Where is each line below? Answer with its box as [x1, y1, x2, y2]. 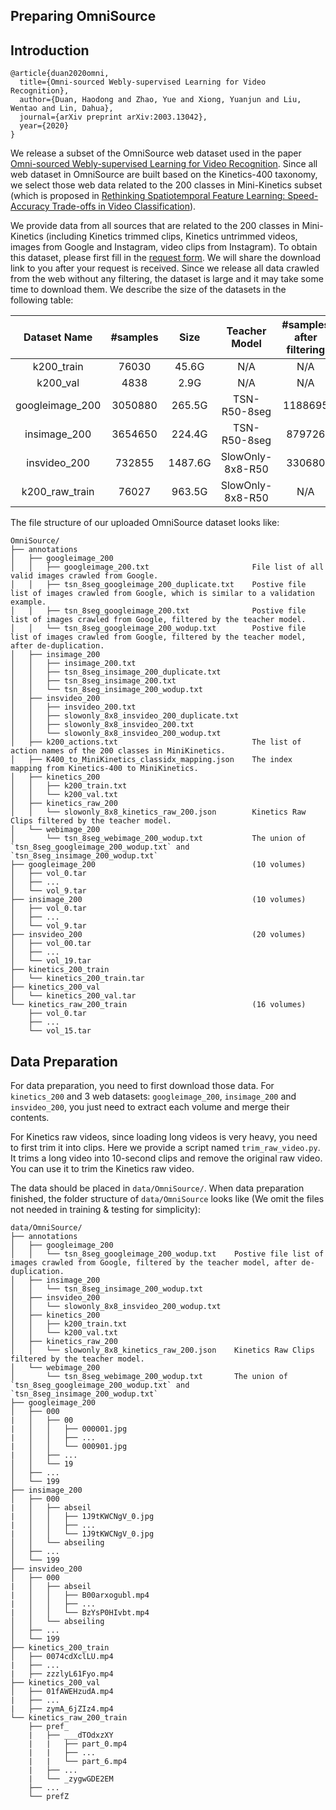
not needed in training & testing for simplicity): [10, 1204, 201, 1216]
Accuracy [10, 200, 50, 213]
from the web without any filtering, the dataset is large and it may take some [10, 273, 324, 285]
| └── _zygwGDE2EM [28, 1774, 114, 1784]
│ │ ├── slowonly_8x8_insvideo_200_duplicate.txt [10, 711, 240, 721]
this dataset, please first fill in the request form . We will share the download [10, 252, 322, 264]
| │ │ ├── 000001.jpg [10, 1424, 128, 1434]
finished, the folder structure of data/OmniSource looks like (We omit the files [10, 1193, 325, 1205]
